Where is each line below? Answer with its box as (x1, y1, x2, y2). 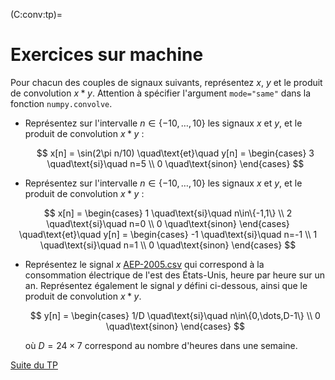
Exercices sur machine (10, 44, 204, 66)
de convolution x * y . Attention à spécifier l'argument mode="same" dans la (10, 87, 312, 99)
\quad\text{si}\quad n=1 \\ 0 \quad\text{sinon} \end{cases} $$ (39, 239, 297, 251)
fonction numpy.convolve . (10, 97, 113, 109)
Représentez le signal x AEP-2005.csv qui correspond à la (24, 258, 265, 270)
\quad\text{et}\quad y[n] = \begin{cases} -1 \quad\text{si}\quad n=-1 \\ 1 (18, 228, 318, 240)
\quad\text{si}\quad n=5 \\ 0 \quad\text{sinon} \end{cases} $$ (46, 157, 305, 169)
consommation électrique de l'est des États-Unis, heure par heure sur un (24, 269, 325, 281)
